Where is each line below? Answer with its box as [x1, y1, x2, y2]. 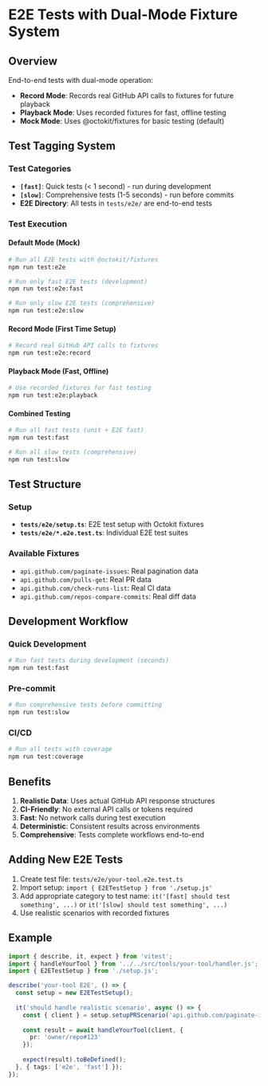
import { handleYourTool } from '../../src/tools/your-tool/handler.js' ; [8, 959, 259, 968]
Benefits [8, 775, 52, 789]
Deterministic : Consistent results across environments [19, 821, 200, 831]
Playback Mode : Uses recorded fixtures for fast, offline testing [19, 108, 227, 117]
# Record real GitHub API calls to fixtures [8, 341, 159, 350]
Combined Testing [8, 408, 71, 418]
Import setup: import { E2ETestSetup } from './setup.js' [19, 883, 213, 892]
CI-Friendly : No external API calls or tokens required [19, 805, 193, 814]
